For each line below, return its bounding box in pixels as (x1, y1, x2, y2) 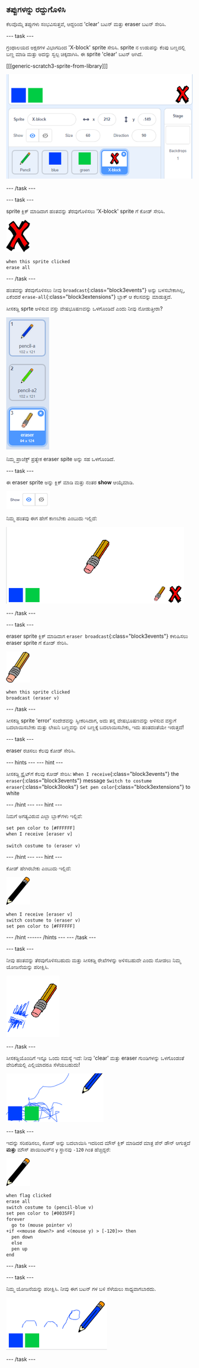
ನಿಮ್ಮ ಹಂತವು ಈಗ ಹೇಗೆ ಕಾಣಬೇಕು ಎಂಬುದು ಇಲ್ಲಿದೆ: (6, 514, 98, 522)
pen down (11, 1234, 33, 1240)
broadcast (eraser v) (6, 695, 60, 701)
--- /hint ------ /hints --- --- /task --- (6, 934, 97, 941)
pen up (11, 1246, 28, 1252)
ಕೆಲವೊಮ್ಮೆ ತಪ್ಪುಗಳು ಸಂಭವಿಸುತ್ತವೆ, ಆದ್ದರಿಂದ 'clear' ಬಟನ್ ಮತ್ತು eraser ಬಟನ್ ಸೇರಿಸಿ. (6, 20, 167, 27)
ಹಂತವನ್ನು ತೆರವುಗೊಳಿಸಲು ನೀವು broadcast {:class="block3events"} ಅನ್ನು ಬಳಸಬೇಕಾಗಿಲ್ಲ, (6, 286, 185, 293)
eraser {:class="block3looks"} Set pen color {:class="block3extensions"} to (6, 783, 191, 790)
